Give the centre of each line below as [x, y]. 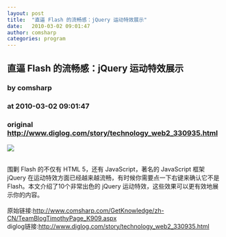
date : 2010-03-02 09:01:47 [49, 26]
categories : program [37, 39]
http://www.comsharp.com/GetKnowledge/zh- [99, 210]
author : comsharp [32, 32]
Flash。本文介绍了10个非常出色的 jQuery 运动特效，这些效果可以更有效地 [110, 186]
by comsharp [30, 88]
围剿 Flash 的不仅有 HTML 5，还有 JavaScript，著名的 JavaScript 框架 [106, 169]
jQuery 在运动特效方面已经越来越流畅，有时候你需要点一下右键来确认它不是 [113, 178]
